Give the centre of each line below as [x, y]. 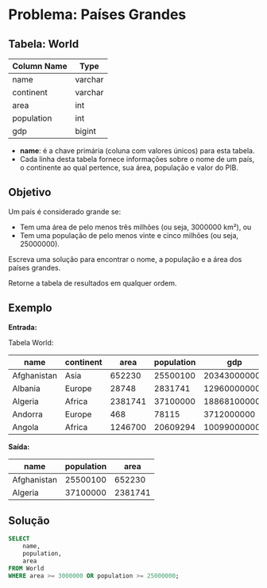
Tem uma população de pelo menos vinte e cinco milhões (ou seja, [129, 235]
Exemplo [30, 308]
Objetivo [30, 192]
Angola [25, 427]
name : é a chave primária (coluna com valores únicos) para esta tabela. [137, 151]
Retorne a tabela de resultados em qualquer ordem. [93, 282]
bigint [86, 131]
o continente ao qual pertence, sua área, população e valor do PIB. [129, 167]
